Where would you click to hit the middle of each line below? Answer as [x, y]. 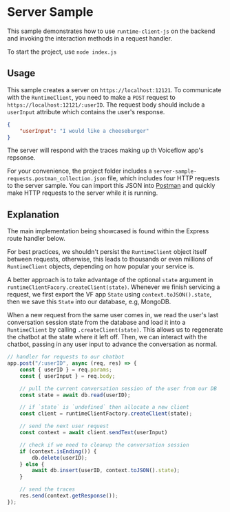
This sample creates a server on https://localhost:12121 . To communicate [114, 89]
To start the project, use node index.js [62, 52]
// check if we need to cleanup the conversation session [104, 445]
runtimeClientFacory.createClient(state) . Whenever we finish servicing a [114, 287]
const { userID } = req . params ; [66, 370]
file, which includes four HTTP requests [164, 178]
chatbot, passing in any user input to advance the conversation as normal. [112, 344]
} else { [32, 464]
